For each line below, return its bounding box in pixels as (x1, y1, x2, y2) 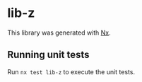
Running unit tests (7, 49, 90, 61)
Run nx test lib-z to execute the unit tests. (7, 67, 136, 76)
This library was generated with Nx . (7, 28, 111, 37)
